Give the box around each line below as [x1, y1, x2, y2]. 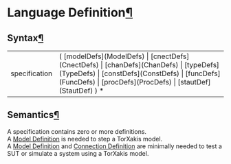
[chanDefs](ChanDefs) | [104, 60, 183, 69]
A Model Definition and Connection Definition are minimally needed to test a [7, 142, 222, 150]
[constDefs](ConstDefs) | [101, 69, 184, 78]
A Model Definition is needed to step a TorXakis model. [7, 134, 163, 143]
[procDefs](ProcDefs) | [101, 78, 177, 86]
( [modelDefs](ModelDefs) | [58, 51, 149, 61]
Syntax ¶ [7, 32, 44, 44]
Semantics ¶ [7, 109, 60, 121]
